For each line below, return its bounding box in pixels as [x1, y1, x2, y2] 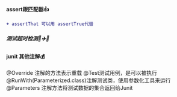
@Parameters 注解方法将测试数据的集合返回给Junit [6, 84, 133, 91]
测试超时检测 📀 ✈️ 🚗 [6, 35, 50, 42]
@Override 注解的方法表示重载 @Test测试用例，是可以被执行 [6, 69, 158, 76]
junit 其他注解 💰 [6, 53, 45, 60]
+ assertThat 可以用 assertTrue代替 [6, 21, 94, 27]
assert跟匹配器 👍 [6, 5, 49, 13]
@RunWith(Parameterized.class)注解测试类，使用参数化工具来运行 [6, 77, 171, 84]
